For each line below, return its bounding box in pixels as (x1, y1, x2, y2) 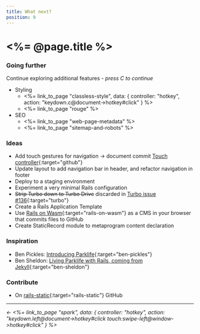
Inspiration (6, 237, 39, 245)
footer (14, 171, 30, 179)
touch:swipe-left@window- (107, 315, 174, 322)
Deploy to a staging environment (14, 178, 95, 185)
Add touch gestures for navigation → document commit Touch (14, 152, 168, 160)
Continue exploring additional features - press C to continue (6, 74, 154, 82)
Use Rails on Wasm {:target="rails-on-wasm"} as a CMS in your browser (14, 210, 192, 217)
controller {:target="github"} (14, 159, 83, 166)
